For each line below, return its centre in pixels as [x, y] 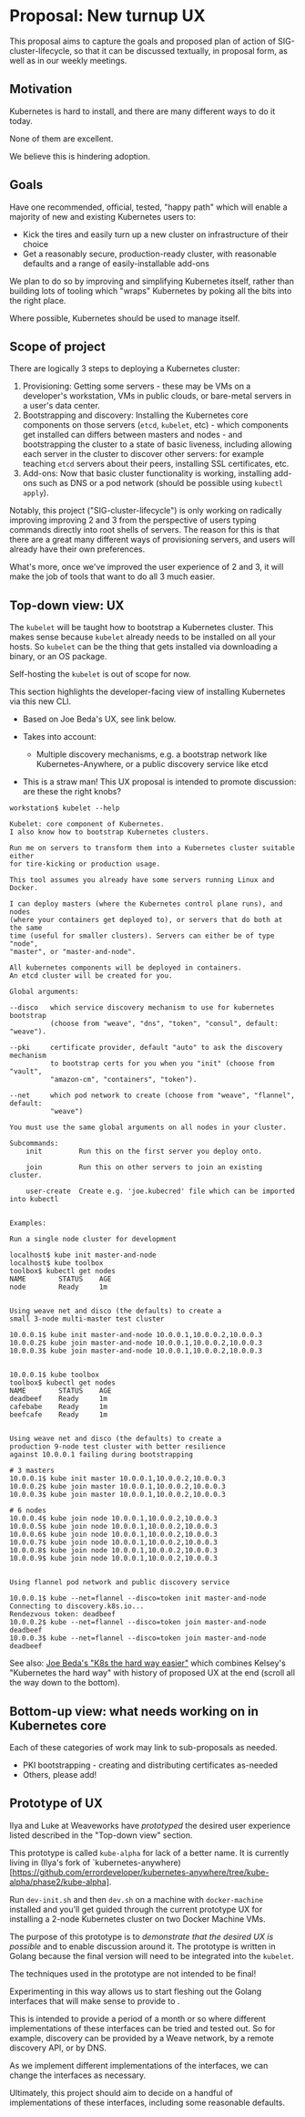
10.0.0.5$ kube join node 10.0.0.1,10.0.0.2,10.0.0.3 [114, 1527]
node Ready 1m [58, 1287]
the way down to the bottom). [65, 1683]
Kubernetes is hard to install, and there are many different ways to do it [142, 111]
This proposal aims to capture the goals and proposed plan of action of [142, 41]
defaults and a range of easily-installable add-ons [116, 263]
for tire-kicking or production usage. [85, 864]
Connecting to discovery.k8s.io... [77, 1606]
